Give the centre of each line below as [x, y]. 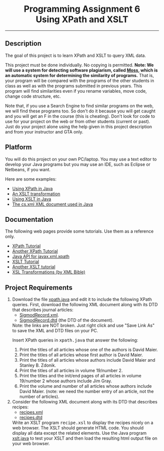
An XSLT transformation [36, 194]
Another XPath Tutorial [35, 251]
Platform [19, 147]
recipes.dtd [31, 418]
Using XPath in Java [32, 188]
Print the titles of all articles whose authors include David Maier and [87, 360]
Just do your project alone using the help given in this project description [79, 127]
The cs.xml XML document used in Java [52, 204]
